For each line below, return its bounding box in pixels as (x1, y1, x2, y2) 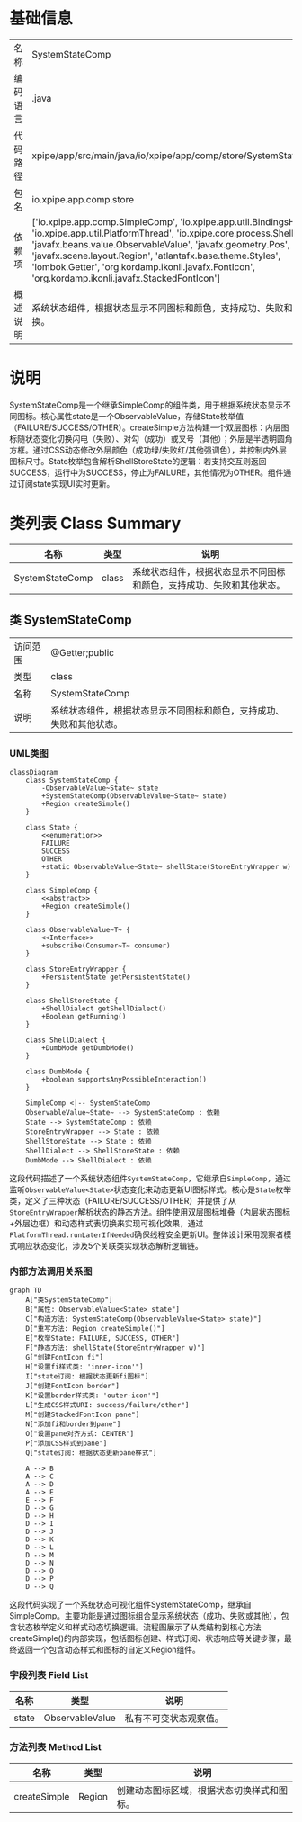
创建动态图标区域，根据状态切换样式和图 (116, 1783, 289, 1796)
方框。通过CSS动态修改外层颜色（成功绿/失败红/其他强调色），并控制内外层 (9, 444, 288, 455)
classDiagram (9, 767, 58, 776)
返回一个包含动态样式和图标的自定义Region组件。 (16, 1644, 200, 1656)
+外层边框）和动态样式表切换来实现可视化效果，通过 (9, 1217, 204, 1228)
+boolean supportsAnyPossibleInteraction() (41, 1074, 207, 1084)
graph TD (9, 1286, 42, 1296)
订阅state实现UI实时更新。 (16, 478, 115, 489)
